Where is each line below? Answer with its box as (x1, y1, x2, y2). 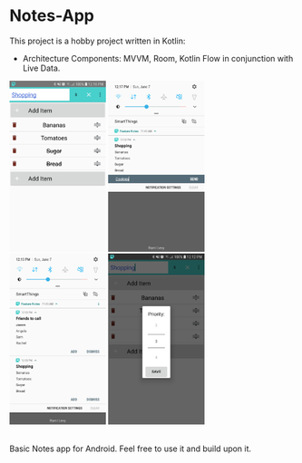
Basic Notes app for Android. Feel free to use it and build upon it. (9, 443, 252, 454)
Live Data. (22, 63, 61, 73)
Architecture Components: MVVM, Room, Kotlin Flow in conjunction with (22, 53, 294, 63)
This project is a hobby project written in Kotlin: (9, 35, 186, 46)
